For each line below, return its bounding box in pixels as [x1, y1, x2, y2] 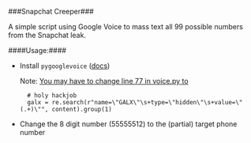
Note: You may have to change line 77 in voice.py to [19, 77, 189, 85]
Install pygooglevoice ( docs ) [19, 61, 111, 70]
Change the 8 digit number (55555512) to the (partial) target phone [19, 119, 238, 129]
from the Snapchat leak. [8, 31, 87, 40]
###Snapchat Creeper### [8, 7, 95, 16]
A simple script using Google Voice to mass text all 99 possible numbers [8, 22, 243, 31]
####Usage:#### [8, 46, 67, 55]
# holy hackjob [27, 92, 77, 100]
